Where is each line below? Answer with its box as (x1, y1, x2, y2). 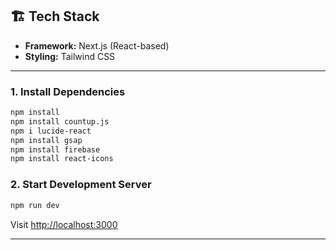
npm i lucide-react (10, 126, 92, 136)
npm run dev (10, 200, 60, 210)
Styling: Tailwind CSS (24, 50, 116, 62)
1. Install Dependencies (10, 84, 126, 98)
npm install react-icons (10, 154, 114, 164)
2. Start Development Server (10, 178, 152, 192)
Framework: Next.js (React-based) (24, 39, 170, 52)
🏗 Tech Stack (10, 8, 100, 25)
